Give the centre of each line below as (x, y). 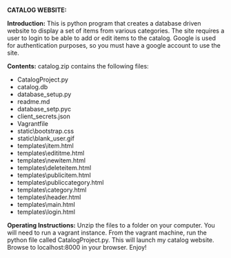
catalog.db (32, 87)
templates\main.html (46, 204)
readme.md (33, 102)
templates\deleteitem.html (54, 168)
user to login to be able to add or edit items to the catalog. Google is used (111, 38)
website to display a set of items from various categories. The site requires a (116, 31)
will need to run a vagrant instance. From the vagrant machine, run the (107, 232)
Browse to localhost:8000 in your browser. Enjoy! (77, 247)
